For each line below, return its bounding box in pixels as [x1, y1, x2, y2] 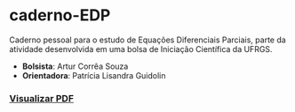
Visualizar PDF [9, 92, 74, 104]
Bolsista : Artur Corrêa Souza [21, 61, 129, 71]
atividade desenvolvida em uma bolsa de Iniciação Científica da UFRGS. [9, 43, 273, 54]
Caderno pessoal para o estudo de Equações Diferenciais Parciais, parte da [9, 34, 286, 45]
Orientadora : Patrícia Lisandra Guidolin [21, 70, 166, 80]
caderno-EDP [9, 5, 111, 26]
